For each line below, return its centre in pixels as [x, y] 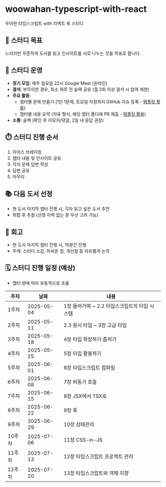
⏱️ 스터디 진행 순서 [32, 137]
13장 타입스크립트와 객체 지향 [96, 473]
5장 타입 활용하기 [83, 353]
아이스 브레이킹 [27, 152]
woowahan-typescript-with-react [76, 9]
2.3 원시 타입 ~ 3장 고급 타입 [95, 325]
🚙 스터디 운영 [24, 70]
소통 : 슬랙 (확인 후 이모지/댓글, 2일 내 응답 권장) [58, 120]
